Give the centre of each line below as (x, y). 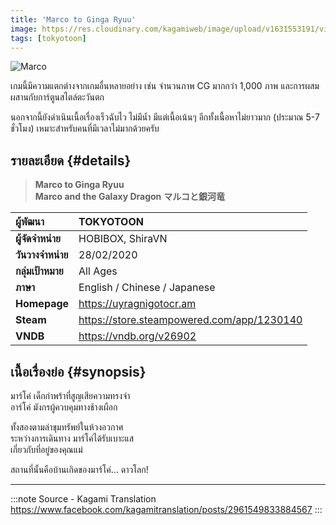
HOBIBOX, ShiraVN (123, 239)
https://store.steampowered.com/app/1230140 (190, 320)
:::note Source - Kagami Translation (83, 499)
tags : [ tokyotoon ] (48, 38)
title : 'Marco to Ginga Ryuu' (73, 19)
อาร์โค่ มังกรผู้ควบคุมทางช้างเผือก (64, 407)
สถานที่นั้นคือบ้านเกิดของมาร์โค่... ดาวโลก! (79, 469)
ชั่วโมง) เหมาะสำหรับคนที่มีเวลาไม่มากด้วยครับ (85, 128)
